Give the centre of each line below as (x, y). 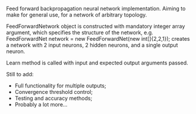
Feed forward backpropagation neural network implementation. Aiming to (96, 9)
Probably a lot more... (41, 105)
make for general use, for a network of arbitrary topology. (77, 15)
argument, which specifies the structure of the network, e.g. (80, 32)
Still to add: (20, 74)
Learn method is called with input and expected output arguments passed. (97, 63)
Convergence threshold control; (54, 92)
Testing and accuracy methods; (53, 98)
